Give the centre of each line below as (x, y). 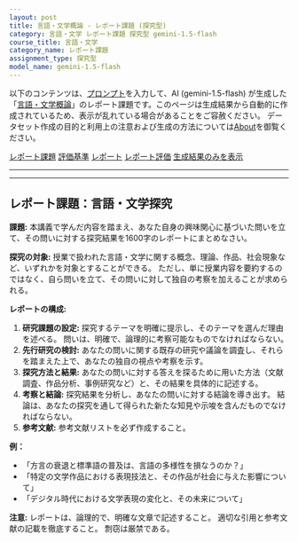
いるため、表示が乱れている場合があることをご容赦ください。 (153, 115)
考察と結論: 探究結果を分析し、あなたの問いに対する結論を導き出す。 (149, 394)
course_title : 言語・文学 (54, 42)
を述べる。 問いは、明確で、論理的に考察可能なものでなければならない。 (155, 339)
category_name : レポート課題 (59, 51)
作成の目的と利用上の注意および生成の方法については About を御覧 (159, 126)
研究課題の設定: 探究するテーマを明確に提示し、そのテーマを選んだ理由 (153, 327)
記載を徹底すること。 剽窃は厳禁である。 (99, 528)
